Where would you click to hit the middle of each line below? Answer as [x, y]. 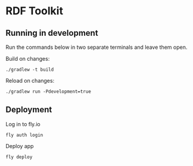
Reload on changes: [30, 81]
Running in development [52, 33]
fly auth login [24, 135]
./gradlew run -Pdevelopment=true [49, 92]
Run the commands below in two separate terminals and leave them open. [96, 47]
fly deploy [19, 157]
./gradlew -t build [30, 70]
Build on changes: [28, 59]
